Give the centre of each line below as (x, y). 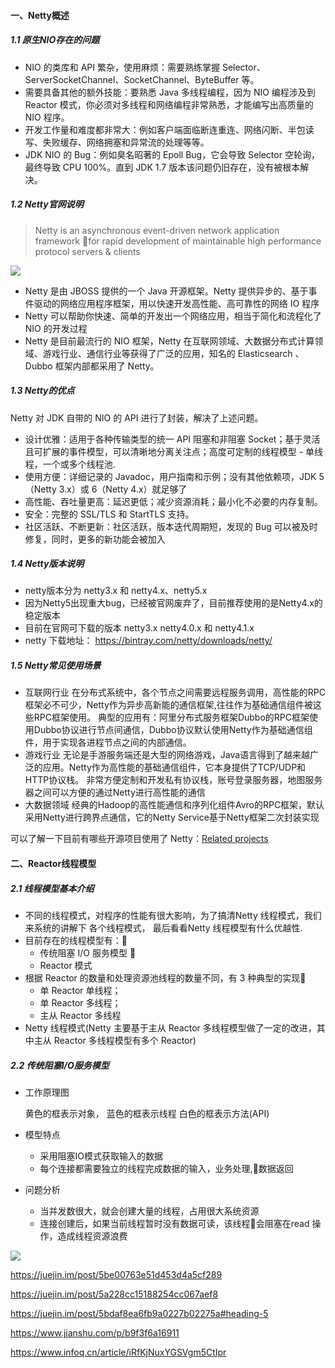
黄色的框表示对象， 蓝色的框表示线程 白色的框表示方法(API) (147, 1113)
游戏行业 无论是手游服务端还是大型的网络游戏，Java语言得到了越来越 (167, 755)
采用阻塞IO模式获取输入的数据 (101, 1156)
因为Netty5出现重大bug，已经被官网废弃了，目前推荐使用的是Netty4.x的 (173, 603)
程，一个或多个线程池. (70, 464)
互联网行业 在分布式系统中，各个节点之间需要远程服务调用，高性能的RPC (175, 692)
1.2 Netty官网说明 (47, 204)
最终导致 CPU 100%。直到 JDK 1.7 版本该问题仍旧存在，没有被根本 (162, 167)
